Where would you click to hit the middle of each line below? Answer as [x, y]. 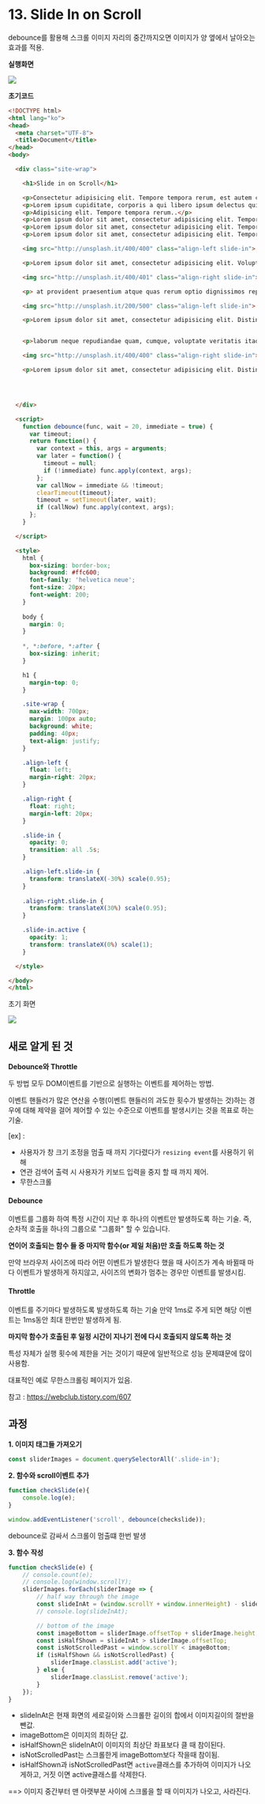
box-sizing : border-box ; [70, 565]
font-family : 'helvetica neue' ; [82, 580]
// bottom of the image [75, 1626]
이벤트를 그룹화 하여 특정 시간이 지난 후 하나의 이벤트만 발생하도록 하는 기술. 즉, [130, 1219]
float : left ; [50, 770]
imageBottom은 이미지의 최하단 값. [74, 1735]
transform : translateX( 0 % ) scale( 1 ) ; [91, 944]
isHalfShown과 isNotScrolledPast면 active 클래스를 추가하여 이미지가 [128, 1764]
